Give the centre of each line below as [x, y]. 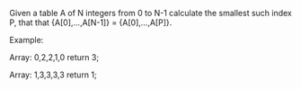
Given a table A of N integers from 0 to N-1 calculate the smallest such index [150, 13]
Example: [27, 40]
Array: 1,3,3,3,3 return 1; [53, 75]
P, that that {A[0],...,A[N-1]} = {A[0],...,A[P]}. [91, 22]
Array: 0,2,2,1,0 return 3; [54, 57]
